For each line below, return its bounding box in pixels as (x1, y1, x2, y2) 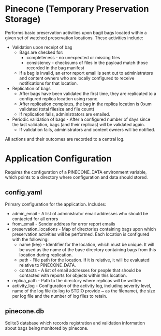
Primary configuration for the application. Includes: (5, 201, 106, 207)
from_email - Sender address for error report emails (12, 221, 116, 226)
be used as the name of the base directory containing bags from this (19, 246, 156, 253)
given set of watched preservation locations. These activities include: (5, 35, 144, 41)
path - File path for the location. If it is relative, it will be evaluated (19, 257, 150, 263)
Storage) (5, 14, 41, 25)
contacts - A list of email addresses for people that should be (19, 267, 141, 273)
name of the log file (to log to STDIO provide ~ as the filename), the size (12, 288, 156, 294)
